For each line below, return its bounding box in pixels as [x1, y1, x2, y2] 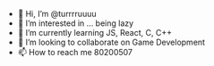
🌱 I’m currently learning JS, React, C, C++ [17, 28, 173, 37]
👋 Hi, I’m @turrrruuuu [17, 9, 97, 19]
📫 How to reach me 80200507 [17, 47, 133, 57]
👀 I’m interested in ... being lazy [17, 18, 134, 29]
